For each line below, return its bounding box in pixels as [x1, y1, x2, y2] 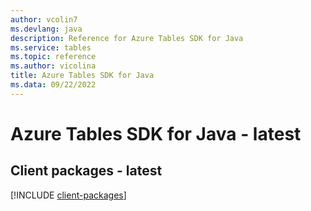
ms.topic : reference [10, 52, 97, 62]
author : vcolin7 [10, 14, 78, 25]
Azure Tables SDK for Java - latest [10, 122, 302, 145]
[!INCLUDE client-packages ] [10, 189, 127, 201]
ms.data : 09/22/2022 [10, 80, 97, 90]
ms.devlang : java [10, 24, 83, 34]
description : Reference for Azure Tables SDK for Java [10, 33, 244, 43]
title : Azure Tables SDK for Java [10, 71, 155, 81]
